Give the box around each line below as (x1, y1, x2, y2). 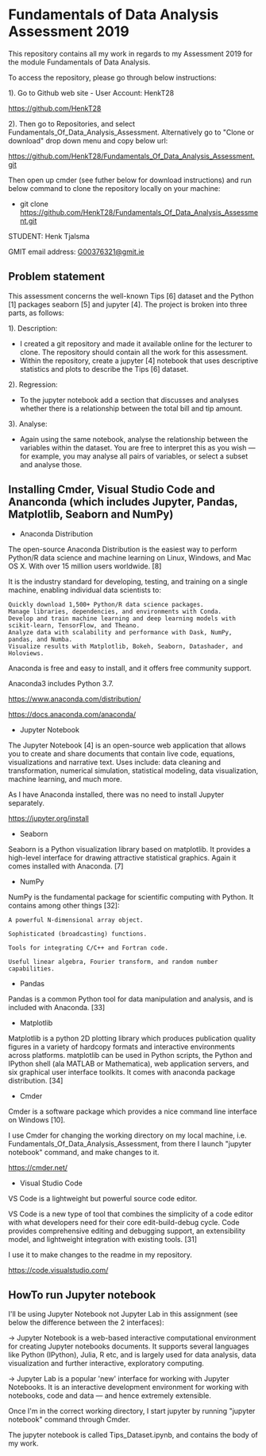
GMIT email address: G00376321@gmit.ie (8, 247, 145, 256)
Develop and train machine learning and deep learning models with (8, 615, 237, 623)
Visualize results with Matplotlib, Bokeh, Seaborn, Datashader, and (8, 642, 244, 650)
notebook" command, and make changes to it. (8, 1147, 160, 1157)
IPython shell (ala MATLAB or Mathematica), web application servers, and (8, 1059, 249, 1068)
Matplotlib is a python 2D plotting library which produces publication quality (8, 1033, 256, 1043)
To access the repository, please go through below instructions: (8, 72, 217, 82)
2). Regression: (8, 380, 58, 389)
